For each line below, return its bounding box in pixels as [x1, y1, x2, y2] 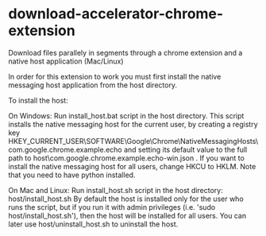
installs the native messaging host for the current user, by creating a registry [8, 119, 258, 129]
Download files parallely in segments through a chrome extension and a [8, 48, 243, 57]
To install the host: [8, 95, 69, 105]
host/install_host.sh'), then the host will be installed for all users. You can [8, 211, 247, 220]
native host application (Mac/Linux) [8, 56, 124, 66]
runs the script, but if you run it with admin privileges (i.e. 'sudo [8, 202, 216, 211]
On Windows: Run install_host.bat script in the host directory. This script [8, 110, 245, 120]
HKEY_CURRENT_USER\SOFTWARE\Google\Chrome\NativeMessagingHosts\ [8, 136, 259, 145]
